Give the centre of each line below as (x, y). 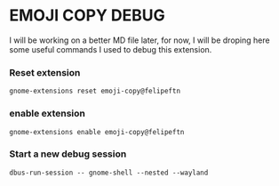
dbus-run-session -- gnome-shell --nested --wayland (109, 173)
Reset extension (45, 72)
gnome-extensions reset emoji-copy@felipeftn (95, 91)
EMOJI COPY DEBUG (88, 16)
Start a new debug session (68, 154)
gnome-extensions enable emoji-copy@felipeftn (97, 132)
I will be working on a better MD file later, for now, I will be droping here (139, 40)
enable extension (48, 114)
